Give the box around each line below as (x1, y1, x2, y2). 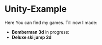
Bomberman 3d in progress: (11, 29, 70, 35)
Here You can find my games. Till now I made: (4, 20, 98, 25)
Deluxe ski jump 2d (11, 34, 52, 40)
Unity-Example (4, 3, 67, 15)
